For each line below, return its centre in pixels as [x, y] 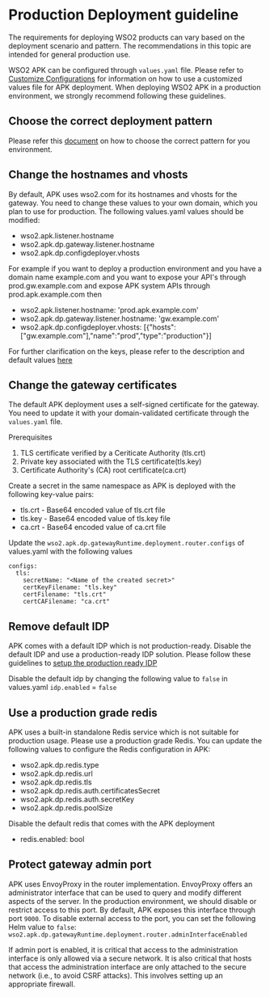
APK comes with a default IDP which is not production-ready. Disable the [130, 646]
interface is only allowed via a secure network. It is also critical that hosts [130, 958]
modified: [24, 220]
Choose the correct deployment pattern [110, 122]
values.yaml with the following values [71, 552]
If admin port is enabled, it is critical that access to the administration [123, 949]
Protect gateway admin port [80, 865]
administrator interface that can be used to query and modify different [125, 892]
